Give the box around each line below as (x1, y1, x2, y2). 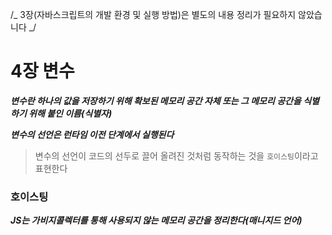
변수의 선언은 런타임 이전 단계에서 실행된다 (10, 128, 175, 140)
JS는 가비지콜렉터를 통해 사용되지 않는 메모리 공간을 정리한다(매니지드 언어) (10, 214, 303, 227)
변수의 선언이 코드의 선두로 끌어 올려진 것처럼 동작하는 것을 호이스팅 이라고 (34, 149, 319, 162)
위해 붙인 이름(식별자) (28, 107, 113, 119)
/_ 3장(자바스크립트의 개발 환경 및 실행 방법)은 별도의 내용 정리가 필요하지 (10, 9, 297, 20)
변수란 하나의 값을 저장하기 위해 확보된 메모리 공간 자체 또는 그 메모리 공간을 (10, 94, 302, 107)
